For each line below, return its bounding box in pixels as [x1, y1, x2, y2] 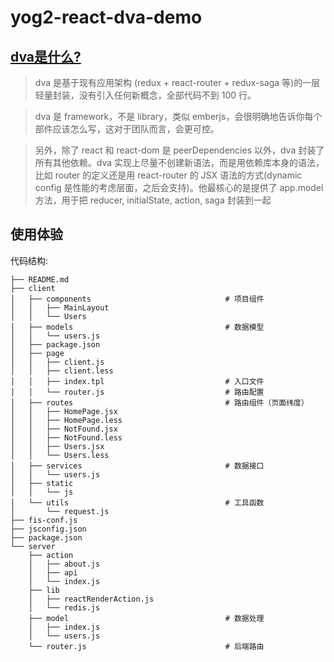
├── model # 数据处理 [28, 613, 265, 623]
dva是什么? [10, 48, 82, 65]
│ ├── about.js [28, 559, 101, 569]
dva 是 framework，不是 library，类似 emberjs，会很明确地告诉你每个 [34, 111, 323, 122]
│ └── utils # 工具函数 [10, 497, 265, 508]
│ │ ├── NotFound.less [10, 432, 123, 443]
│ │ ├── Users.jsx [10, 441, 105, 451]
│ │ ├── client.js [10, 357, 105, 367]
